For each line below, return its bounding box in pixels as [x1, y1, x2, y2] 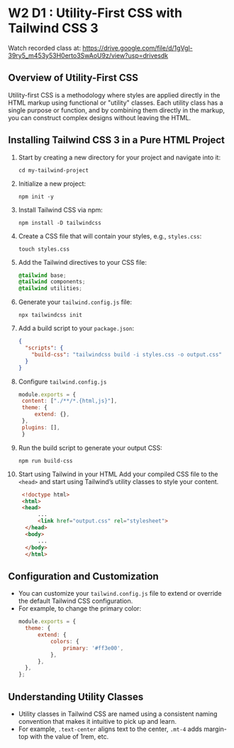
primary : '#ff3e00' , [63, 644, 124, 652]
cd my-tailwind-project [18, 167, 89, 174]
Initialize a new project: [18, 179, 87, 188]
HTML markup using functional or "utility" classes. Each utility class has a [8, 98, 223, 107]
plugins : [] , [21, 423, 60, 431]
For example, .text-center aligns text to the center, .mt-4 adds [18, 725, 203, 733]
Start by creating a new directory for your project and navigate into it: [18, 153, 221, 162]
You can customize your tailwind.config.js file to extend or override [18, 589, 222, 598]
